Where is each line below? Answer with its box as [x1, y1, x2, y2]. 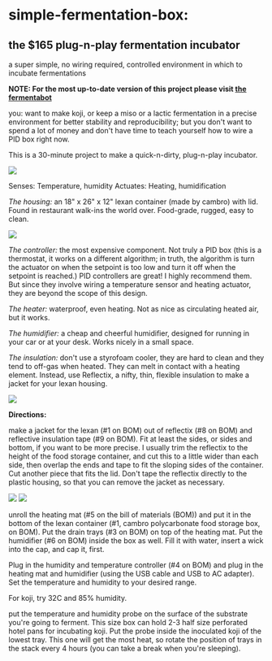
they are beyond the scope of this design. [8, 289, 148, 298]
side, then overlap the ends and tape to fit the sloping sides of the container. [8, 460, 264, 469]
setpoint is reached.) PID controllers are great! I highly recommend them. [8, 271, 253, 280]
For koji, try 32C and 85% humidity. [8, 594, 127, 602]
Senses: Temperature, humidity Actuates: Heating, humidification [8, 181, 227, 190]
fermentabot [8, 93, 53, 102]
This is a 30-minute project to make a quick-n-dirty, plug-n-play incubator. [8, 150, 258, 159]
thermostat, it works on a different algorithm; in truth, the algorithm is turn [8, 254, 255, 263]
